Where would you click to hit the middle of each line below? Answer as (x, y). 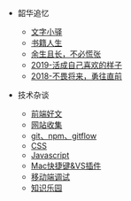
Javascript (50, 155)
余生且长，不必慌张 (66, 54)
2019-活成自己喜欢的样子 (76, 65)
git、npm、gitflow (64, 136)
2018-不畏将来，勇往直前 (76, 76)
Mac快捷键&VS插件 (66, 166)
